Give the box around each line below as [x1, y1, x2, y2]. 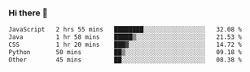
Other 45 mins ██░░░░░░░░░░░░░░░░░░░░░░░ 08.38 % [8, 56, 243, 64]
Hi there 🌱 [8, 7, 49, 19]
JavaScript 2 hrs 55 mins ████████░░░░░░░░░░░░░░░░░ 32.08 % [8, 26, 243, 34]
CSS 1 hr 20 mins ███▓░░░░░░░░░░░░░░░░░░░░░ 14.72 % [8, 40, 243, 49]
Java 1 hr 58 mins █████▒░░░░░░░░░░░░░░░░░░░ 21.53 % [8, 33, 243, 41]
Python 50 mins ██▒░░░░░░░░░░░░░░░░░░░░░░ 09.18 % [8, 48, 243, 56]
